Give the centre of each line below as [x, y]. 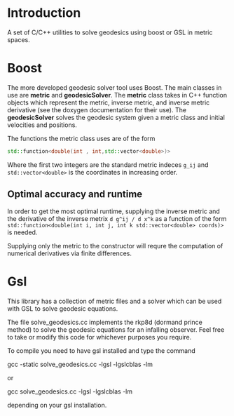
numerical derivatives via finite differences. [69, 253]
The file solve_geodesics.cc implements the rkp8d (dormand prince [105, 322]
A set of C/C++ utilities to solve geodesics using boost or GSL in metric [110, 32]
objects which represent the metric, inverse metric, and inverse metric [109, 102]
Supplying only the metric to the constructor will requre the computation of [115, 246]
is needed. [22, 232]
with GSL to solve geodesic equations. [63, 308]
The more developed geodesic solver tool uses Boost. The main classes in [115, 87]
